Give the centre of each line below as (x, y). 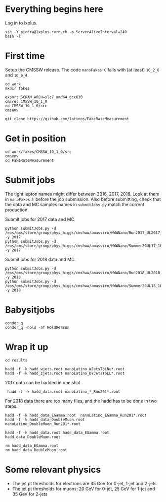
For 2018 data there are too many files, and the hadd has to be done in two (81, 401)
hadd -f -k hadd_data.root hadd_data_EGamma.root (57, 432)
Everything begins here (54, 9)
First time (25, 56)
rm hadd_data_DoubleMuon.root (36, 450)
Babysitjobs (30, 310)
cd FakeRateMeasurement (30, 160)
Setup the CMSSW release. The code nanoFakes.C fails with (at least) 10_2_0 (82, 70)
